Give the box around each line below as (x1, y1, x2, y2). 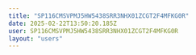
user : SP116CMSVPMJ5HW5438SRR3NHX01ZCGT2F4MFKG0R (8, 27, 179, 35)
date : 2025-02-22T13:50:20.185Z (8, 19, 117, 27)
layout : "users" (8, 34, 63, 43)
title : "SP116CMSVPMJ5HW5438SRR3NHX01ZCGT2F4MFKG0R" (8, 11, 190, 20)
